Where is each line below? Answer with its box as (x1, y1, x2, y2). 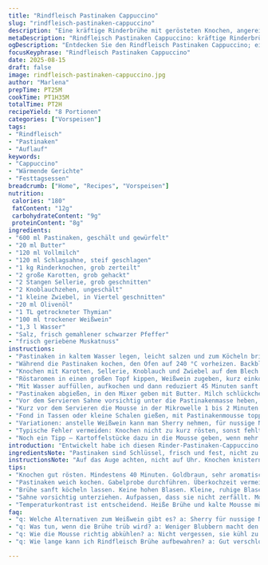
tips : (8, 464, 26, 472)
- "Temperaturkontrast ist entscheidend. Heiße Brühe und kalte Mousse (8, 500, 251, 508)
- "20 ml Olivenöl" (8, 300, 73, 308)
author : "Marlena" (8, 78, 69, 86)
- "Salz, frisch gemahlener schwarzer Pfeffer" (8, 330, 170, 339)
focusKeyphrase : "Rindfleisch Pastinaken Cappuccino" (8, 49, 191, 57)
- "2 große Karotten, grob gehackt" (8, 271, 130, 279)
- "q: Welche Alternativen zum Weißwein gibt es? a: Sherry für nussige (8, 516, 255, 524)
